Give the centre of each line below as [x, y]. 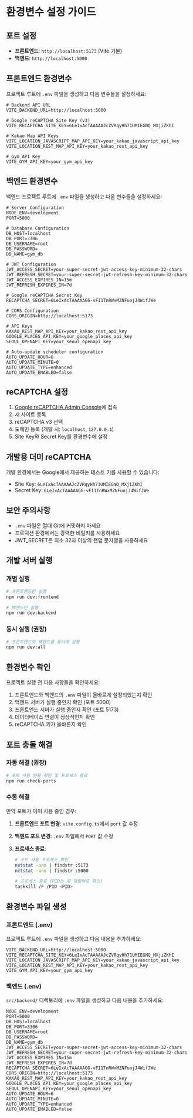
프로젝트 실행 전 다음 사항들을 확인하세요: [53, 682]
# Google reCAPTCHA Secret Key [44, 295]
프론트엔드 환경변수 [39, 79]
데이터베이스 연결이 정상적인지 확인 [55, 717]
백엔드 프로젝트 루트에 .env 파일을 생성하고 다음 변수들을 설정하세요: [84, 196]
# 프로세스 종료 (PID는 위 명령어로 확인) [58, 881]
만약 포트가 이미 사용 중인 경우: [41, 811]
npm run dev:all [26, 647]
